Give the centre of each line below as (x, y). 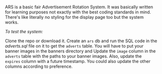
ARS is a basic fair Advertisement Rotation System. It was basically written (79, 7)
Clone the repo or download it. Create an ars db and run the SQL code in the (81, 41)
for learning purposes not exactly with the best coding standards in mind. (78, 12)
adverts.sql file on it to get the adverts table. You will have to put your (74, 46)
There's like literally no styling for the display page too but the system (74, 17)
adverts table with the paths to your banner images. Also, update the (74, 56)
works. (12, 22)
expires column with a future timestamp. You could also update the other (78, 61)
